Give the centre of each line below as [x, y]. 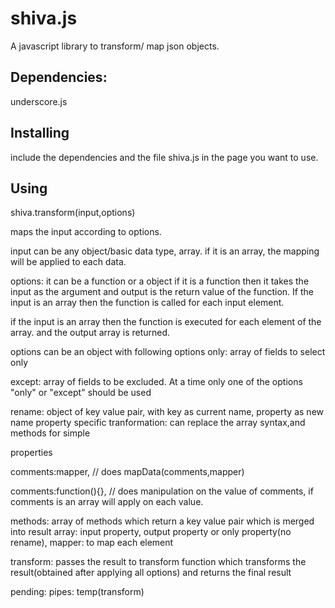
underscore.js [39, 101]
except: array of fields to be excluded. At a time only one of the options [156, 382]
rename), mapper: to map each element [92, 543]
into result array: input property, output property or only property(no [151, 532]
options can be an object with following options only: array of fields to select [168, 352]
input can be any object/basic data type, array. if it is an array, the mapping [165, 251]
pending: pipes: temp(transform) [77, 592]
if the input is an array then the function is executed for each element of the [166, 322]
